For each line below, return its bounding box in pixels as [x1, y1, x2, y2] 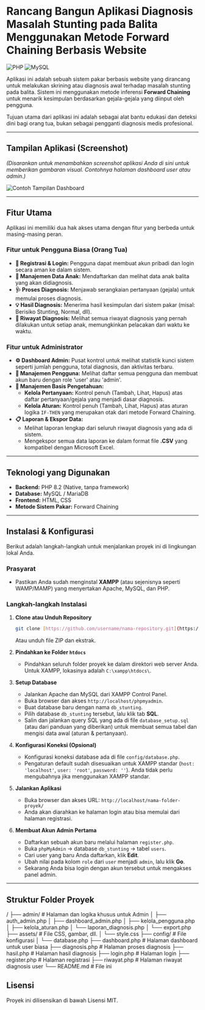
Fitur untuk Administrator [6, 342, 84, 351]
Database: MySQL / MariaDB [15, 490, 88, 497]
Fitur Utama [6, 208, 52, 218]
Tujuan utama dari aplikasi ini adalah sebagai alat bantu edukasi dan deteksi [6, 113, 197, 120]
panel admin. [24, 871, 57, 879]
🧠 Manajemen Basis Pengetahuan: [15, 383, 104, 390]
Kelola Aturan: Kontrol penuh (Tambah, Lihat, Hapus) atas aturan [24, 402, 188, 410]
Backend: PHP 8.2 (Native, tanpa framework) [15, 483, 129, 490]
